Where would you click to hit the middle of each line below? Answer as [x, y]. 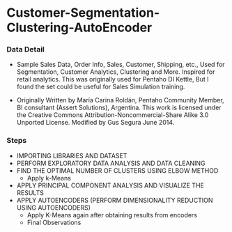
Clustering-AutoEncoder [79, 28]
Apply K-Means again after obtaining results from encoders [112, 215]
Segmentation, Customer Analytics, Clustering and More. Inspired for [116, 72]
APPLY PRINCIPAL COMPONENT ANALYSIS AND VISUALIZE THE [110, 185]
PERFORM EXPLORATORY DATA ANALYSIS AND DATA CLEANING [111, 163]
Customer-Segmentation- [83, 13]
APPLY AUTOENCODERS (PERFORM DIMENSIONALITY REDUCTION [115, 200]
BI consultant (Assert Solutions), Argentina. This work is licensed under [119, 108]
